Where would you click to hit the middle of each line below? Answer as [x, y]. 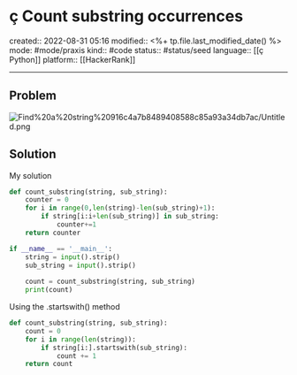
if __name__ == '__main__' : [61, 249]
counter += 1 [76, 225]
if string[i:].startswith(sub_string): [114, 348]
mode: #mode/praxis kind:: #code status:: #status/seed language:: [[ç [137, 50]
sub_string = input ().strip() [81, 265]
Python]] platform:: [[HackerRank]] [72, 59]
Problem [33, 96]
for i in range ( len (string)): [81, 339]
